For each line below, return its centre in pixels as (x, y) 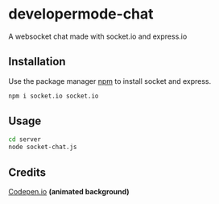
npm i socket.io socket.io (54, 96)
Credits (27, 172)
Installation (37, 62)
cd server (25, 139)
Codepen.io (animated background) (69, 192)
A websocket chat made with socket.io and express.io (98, 36)
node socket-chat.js (43, 147)
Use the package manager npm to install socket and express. (110, 81)
